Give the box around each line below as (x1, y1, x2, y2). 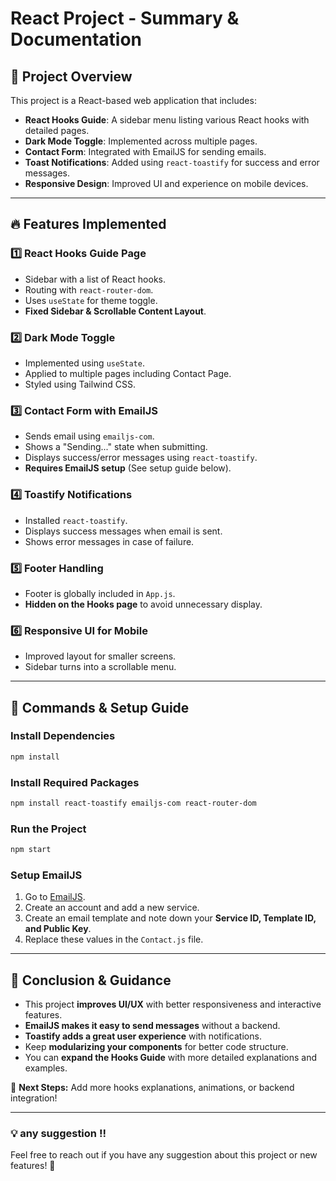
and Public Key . (24, 923, 92, 935)
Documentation (10, 28, 143, 51)
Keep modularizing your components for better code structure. (24, 1041, 289, 1053)
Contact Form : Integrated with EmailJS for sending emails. (24, 146, 267, 157)
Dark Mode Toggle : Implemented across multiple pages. (24, 135, 258, 147)
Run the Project (10, 822, 87, 836)
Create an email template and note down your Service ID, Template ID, (24, 912, 317, 924)
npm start (10, 845, 52, 855)
